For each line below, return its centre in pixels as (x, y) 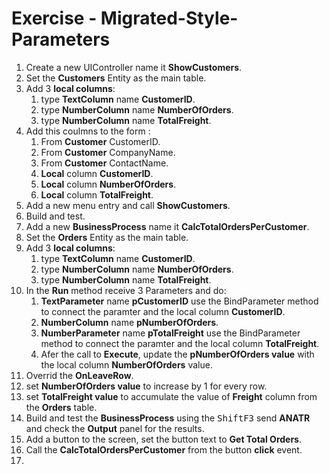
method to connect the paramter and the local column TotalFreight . (180, 343)
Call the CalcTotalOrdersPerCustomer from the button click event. (164, 449)
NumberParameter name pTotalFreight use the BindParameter (170, 333)
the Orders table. (61, 407)
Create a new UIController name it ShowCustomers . (134, 67)
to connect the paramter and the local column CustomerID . (163, 311)
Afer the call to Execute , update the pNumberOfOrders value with (177, 354)
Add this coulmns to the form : (88, 131)
